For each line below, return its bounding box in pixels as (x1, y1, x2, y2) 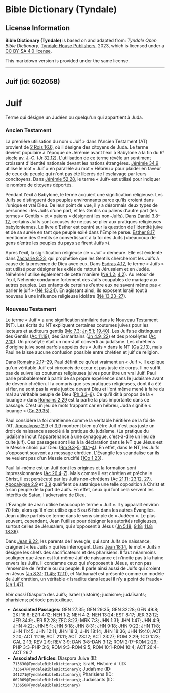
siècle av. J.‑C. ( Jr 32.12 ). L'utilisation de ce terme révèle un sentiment (5, 155, 151, 161)
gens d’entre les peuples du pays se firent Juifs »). (5, 240, 111, 246)
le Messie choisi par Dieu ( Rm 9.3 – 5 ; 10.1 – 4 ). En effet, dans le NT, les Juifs (5, 444, 160, 450)
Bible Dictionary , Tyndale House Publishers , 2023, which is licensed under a (5, 43, 164, 49)
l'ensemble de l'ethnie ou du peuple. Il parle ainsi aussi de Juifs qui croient (5, 565, 161, 571)
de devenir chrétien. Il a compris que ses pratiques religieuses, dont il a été (5, 380, 162, 386)
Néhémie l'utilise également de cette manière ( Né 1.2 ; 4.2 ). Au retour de (5, 271, 155, 277)
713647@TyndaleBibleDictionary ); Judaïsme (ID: (12, 666, 112, 672)
